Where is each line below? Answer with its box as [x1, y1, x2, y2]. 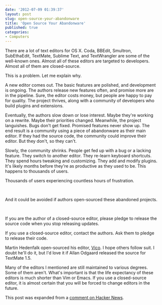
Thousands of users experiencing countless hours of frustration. [5, 177, 135, 183]
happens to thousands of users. [5, 168, 69, 174]
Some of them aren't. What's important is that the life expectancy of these [5, 269, 154, 275]
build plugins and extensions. [5, 103, 64, 109]
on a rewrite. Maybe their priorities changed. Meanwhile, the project [5, 117, 142, 123]
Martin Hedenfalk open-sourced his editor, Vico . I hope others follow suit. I [5, 245, 155, 250]
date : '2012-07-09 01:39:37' [5, 7, 64, 12]
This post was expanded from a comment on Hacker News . [5, 294, 124, 300]
